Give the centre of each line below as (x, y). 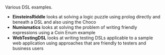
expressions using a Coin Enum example (54, 32)
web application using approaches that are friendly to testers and (79, 43)
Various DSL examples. (29, 7)
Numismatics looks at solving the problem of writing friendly (75, 27)
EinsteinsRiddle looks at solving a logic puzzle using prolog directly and (86, 17)
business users (28, 48)
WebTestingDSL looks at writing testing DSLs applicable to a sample (82, 38)
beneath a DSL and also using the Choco (54, 22)
